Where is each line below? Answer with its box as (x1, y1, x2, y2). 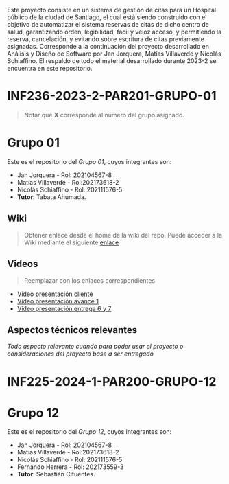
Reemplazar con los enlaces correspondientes (23, 276, 156, 284)
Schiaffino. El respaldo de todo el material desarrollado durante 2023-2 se (7, 57, 217, 65)
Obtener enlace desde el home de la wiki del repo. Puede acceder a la (23, 231, 223, 239)
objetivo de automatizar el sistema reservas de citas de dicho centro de (7, 21, 209, 28)
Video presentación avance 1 (16, 297, 99, 305)
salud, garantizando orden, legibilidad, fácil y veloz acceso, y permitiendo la (7, 27, 222, 36)
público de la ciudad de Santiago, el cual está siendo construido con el (7, 13, 207, 21)
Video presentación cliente (16, 290, 93, 298)
